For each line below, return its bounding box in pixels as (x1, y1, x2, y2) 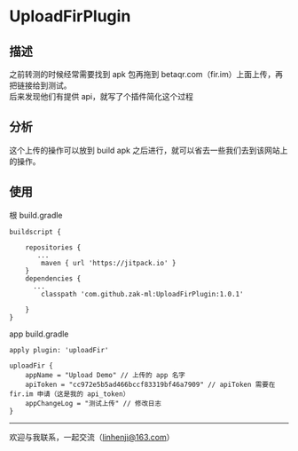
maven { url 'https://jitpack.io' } (41, 258, 176, 267)
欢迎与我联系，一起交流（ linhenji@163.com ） (9, 431, 175, 442)
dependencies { (25, 273, 82, 283)
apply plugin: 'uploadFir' (9, 345, 109, 354)
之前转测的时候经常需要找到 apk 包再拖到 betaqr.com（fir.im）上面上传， (9, 69, 276, 79)
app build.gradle (9, 328, 69, 339)
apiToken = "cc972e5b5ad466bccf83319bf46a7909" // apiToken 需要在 (25, 380, 276, 389)
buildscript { (9, 227, 62, 236)
